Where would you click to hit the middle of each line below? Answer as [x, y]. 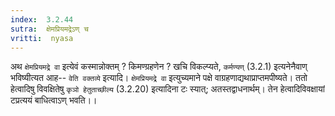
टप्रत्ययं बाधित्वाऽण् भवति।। [54, 100]
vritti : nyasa [42, 38]
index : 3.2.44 [42, 19]
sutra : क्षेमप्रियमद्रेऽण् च [49, 29]
